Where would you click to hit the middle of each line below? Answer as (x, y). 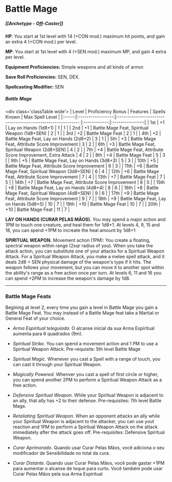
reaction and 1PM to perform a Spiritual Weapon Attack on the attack (85, 427)
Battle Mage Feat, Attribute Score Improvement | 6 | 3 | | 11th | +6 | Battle (82, 166)
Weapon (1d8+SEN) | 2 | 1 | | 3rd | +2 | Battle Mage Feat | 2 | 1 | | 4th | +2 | (83, 133)
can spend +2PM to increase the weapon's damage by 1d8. (68, 278)
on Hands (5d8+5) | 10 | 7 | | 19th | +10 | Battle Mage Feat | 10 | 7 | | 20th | (83, 204)
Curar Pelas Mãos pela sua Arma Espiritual (58, 474)
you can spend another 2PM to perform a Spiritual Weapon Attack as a (87, 380)
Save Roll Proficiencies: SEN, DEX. (42, 77)
